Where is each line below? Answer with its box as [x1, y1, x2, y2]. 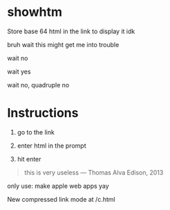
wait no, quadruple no [7, 80, 70, 89]
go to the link [17, 128, 55, 136]
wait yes [7, 67, 31, 76]
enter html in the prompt [17, 141, 86, 150]
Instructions [7, 105, 79, 121]
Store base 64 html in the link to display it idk [7, 27, 135, 35]
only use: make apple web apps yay [7, 182, 109, 190]
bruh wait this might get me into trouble [7, 40, 120, 49]
